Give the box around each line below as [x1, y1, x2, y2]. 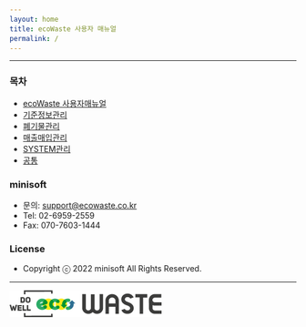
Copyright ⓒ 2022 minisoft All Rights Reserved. [22, 263, 202, 274]
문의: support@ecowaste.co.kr [22, 199, 138, 210]
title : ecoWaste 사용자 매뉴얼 [9, 24, 117, 34]
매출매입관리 [22, 132, 68, 143]
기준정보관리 [22, 109, 68, 120]
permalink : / [9, 34, 59, 43]
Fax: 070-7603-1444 [22, 220, 101, 230]
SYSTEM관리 [22, 143, 71, 154]
